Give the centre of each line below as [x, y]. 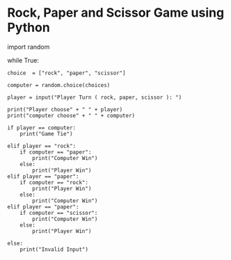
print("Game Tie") [46, 133]
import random [29, 47]
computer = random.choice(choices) [59, 85]
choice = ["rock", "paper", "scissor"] [67, 73]
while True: [23, 60]
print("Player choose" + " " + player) [65, 109]
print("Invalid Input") [54, 249]
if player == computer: [42, 128]
